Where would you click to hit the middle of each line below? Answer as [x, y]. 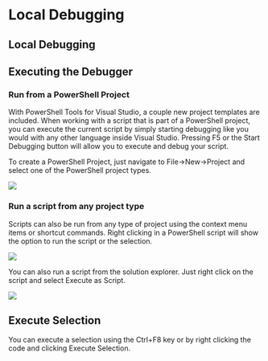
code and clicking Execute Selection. [70, 348]
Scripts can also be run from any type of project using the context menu [128, 224]
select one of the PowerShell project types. [80, 170]
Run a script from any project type [76, 207]
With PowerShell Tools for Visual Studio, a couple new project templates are [134, 112]
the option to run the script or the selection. [80, 241]
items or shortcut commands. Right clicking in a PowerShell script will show [134, 232]
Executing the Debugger [71, 71]
